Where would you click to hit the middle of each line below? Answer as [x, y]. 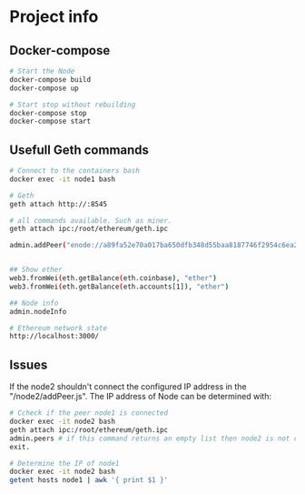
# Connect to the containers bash [75, 171]
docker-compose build [50, 79]
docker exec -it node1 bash [63, 179]
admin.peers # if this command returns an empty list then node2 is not [150, 439]
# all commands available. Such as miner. [91, 220]
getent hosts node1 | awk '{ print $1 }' [89, 480]
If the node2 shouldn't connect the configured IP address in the [128, 387]
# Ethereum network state [58, 328]
